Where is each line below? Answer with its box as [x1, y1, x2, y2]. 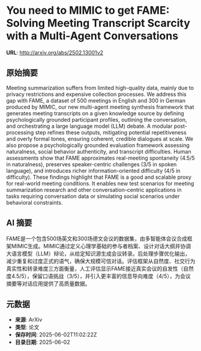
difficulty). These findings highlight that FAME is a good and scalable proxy [6, 173, 192, 181]
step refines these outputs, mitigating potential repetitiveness [35, 128, 187, 136]
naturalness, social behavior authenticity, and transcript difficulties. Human [6, 148, 191, 155]
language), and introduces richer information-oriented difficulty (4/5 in [6, 167, 181, 174]
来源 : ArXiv [14, 316, 43, 323]
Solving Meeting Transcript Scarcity [6, 16, 191, 30]
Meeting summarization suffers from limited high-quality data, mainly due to [6, 84, 194, 91]
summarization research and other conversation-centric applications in [6, 186, 182, 193]
